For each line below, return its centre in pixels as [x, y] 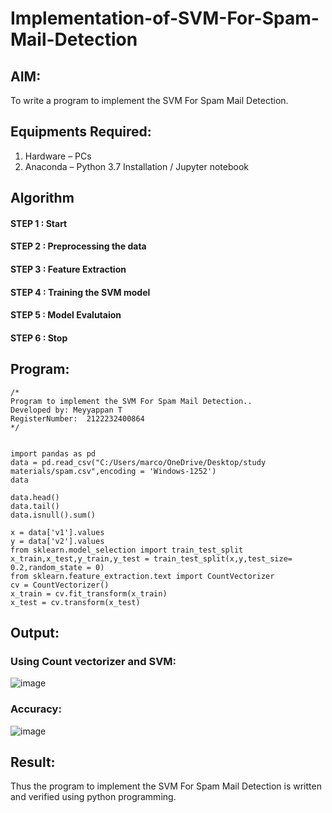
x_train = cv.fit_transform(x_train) [89, 593]
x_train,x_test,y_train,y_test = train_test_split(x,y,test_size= [151, 558]
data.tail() [35, 506]
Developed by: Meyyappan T [66, 410]
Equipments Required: [81, 132]
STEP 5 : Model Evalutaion [66, 315]
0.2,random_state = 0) [57, 567]
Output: [35, 632]
